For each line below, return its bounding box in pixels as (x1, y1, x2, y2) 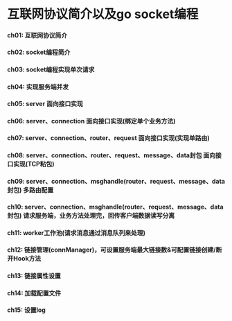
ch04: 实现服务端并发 (7, 83, 69, 91)
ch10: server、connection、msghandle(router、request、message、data (7, 202, 224, 211)
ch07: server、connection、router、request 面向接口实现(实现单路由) (7, 134, 210, 142)
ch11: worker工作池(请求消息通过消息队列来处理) (7, 228, 146, 236)
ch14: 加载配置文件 (7, 288, 61, 297)
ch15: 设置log (7, 306, 46, 314)
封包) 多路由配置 (7, 185, 54, 194)
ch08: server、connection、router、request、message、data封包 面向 (7, 150, 216, 159)
